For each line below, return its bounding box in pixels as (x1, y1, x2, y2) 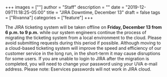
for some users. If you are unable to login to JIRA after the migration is (5, 56, 150, 61)
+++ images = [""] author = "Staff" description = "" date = (5, 4, 125, 10)
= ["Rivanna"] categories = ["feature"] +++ (5, 15, 93, 20)
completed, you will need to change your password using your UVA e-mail (5, 61, 158, 67)
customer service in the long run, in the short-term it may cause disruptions (5, 50, 161, 56)
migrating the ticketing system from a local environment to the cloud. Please (5, 35, 162, 40)
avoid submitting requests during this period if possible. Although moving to (5, 40, 161, 46)
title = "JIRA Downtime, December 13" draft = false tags (46, 9, 161, 15)
